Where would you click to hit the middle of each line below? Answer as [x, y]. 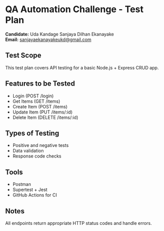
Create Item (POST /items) [40, 106]
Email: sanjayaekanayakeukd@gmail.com [48, 40]
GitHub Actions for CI [35, 195]
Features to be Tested [40, 84]
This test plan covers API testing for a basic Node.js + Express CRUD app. [82, 67]
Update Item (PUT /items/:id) [42, 112]
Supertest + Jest [30, 190]
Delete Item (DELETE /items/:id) [45, 117]
